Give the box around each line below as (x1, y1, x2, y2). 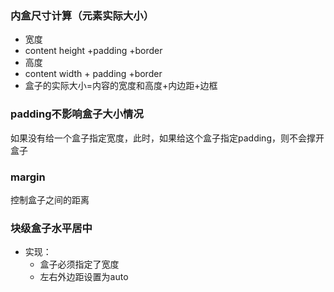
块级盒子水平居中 (10, 221, 93, 235)
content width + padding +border (24, 68, 163, 80)
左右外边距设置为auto (39, 271, 129, 283)
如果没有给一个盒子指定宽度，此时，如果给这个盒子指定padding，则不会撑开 (10, 132, 325, 144)
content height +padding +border (24, 45, 163, 57)
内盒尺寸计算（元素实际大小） (10, 8, 155, 22)
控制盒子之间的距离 (10, 193, 90, 206)
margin (10, 170, 46, 184)
